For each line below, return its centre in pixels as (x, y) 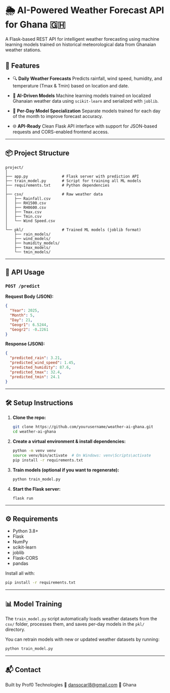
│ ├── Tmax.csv (24, 212)
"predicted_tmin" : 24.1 (35, 377)
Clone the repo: (29, 417)
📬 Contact (23, 670)
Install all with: (20, 574)
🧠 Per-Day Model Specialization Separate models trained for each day (87, 111)
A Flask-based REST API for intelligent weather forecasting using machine (82, 39)
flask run (23, 498)
